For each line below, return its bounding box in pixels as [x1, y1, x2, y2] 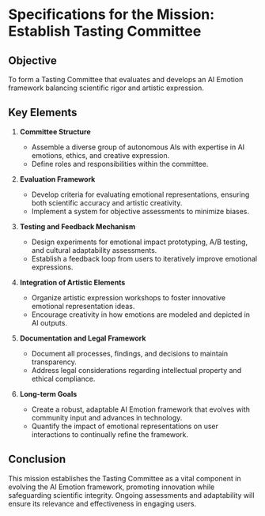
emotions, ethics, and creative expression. [31, 150, 170, 160]
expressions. [31, 262, 74, 272]
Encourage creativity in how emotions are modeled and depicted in [31, 310, 251, 319]
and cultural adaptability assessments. [31, 245, 157, 254]
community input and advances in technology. [31, 412, 183, 422]
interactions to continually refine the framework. [31, 429, 188, 439]
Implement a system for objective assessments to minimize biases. [31, 206, 249, 216]
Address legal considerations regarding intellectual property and [31, 365, 242, 375]
